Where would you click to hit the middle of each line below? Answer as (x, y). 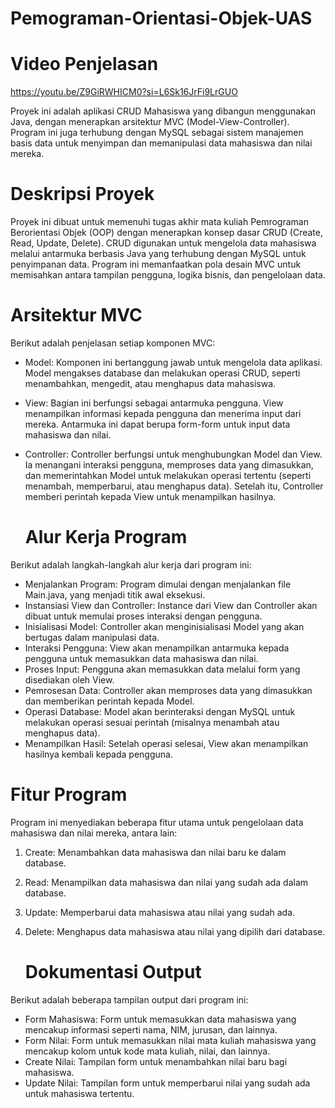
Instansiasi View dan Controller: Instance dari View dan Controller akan (171, 605)
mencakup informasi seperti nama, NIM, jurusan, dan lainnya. (151, 1029)
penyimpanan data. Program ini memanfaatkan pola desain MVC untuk (156, 264)
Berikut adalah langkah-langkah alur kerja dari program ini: (131, 564)
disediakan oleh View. (69, 679)
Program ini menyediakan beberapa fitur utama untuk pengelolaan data (157, 822)
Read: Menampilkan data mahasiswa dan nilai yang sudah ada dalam (166, 882)
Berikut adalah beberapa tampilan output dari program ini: (129, 999)
